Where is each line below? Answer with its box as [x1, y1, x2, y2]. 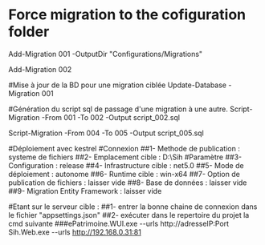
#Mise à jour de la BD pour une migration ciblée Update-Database [8, 80, 227, 90]
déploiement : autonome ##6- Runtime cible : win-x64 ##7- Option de [8, 169, 241, 179]
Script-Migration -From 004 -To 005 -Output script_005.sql [8, 128, 205, 138]
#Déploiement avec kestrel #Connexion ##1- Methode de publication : [8, 143, 241, 153]
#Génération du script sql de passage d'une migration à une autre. [8, 104, 229, 114]
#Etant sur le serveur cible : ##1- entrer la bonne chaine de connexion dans [8, 202, 258, 211]
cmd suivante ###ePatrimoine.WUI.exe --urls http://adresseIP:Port [8, 219, 230, 228]
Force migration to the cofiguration [8, 6, 247, 24]
